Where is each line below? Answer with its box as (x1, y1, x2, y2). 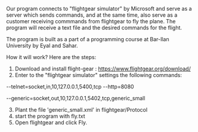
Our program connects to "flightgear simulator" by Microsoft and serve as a (6, 5, 192, 12)
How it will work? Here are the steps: (6, 54, 97, 60)
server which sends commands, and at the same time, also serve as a (6, 11, 178, 19)
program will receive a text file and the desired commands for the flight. (6, 24, 182, 31)
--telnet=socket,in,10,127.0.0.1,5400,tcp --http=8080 (6, 83, 134, 90)
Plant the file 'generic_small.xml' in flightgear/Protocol (14, 106, 148, 113)
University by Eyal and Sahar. (6, 42, 79, 49)
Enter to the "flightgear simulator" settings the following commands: (14, 72, 182, 78)
